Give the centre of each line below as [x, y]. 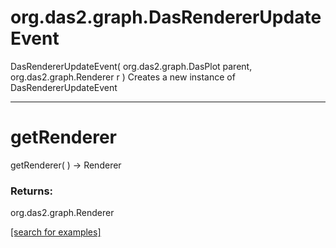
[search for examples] [56, 232]
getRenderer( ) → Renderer [66, 165]
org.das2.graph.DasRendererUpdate [166, 17]
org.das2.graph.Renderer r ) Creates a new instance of [123, 77]
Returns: [32, 191]
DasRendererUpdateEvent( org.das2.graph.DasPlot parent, [131, 66]
